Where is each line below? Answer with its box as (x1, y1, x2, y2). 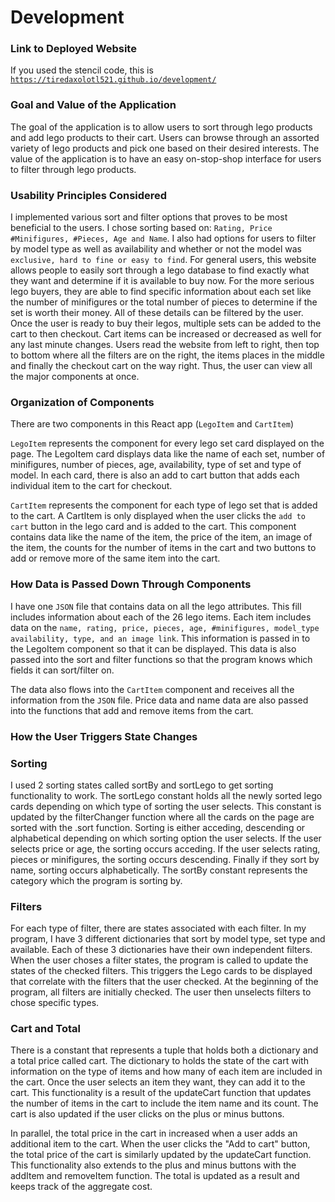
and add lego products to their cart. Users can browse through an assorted (10, 131, 320, 143)
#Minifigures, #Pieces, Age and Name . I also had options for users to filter (10, 232, 317, 245)
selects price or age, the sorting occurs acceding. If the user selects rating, (10, 842, 321, 855)
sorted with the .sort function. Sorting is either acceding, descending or (10, 821, 306, 833)
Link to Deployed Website (10, 42, 137, 56)
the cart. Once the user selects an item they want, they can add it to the (10, 1076, 306, 1088)
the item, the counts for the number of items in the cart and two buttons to (10, 542, 317, 554)
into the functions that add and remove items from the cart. (10, 704, 254, 716)
